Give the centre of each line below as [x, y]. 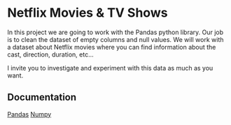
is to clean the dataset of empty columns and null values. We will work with [115, 39]
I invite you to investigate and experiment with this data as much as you [110, 68]
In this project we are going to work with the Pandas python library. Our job [115, 32]
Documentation [42, 97]
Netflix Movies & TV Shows [87, 13]
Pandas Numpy [29, 114]
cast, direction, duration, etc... [50, 54]
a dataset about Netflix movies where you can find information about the [112, 47]
